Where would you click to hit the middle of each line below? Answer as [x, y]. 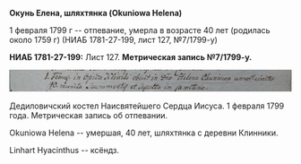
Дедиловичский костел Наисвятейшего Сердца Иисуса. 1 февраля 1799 [147, 106]
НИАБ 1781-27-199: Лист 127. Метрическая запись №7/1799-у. [131, 57]
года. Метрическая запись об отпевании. [89, 115]
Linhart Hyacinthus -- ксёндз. [64, 150]
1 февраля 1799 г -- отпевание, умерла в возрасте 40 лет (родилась [140, 30]
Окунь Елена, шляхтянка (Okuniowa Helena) [96, 13]
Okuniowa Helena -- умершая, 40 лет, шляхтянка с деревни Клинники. [144, 133]
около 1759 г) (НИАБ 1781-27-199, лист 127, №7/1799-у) [113, 40]
